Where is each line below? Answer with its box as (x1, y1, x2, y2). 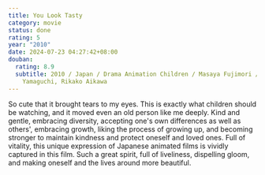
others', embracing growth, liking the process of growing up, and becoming (8, 124, 253, 134)
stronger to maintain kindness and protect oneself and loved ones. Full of (8, 132, 246, 142)
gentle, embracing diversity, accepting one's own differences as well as (8, 116, 241, 125)
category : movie (8, 19, 62, 27)
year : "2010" (8, 41, 51, 49)
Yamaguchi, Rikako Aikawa (22, 77, 108, 85)
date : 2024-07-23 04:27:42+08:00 (8, 48, 118, 56)
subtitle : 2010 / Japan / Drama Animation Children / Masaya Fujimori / (15, 70, 259, 78)
